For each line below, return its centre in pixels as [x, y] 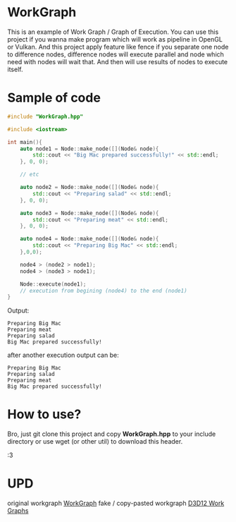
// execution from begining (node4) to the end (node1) [104, 291]
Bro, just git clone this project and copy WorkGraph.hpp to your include [112, 434]
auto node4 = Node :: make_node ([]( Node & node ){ [89, 239]
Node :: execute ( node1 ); [53, 284]
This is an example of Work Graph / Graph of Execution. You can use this [113, 32]
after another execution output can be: [63, 355]
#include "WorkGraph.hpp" [45, 116]
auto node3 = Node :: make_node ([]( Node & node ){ [89, 213]
